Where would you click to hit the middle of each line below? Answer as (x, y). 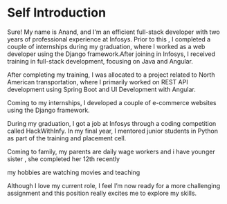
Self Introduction (56, 13)
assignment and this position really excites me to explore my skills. (102, 193)
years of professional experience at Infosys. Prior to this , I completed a (109, 39)
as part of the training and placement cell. (67, 138)
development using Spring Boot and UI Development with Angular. (101, 89)
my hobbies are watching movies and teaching (74, 172)
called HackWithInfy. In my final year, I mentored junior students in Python (112, 131)
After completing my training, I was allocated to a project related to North (111, 75)
